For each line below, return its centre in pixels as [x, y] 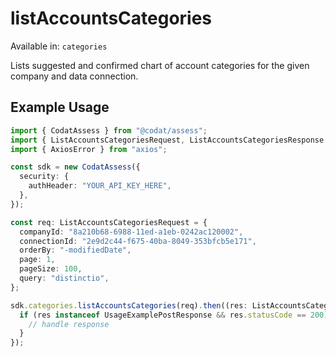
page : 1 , [37, 260]
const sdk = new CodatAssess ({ [75, 167]
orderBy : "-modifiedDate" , [75, 250]
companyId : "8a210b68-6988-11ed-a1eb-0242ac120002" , [131, 232]
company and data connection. [74, 76]
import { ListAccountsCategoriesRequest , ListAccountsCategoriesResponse [167, 140]
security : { [44, 177]
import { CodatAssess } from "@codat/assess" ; [109, 130]
